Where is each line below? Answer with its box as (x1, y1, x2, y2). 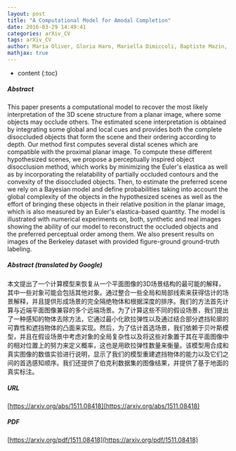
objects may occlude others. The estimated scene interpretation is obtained (7, 117, 227, 126)
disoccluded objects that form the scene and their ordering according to (7, 132, 216, 141)
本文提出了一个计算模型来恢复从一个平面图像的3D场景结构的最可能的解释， (7, 279, 225, 288)
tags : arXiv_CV (7, 37, 52, 44)
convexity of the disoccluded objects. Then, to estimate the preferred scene (7, 177, 228, 186)
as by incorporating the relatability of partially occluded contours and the (7, 170, 219, 178)
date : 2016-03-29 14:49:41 (7, 23, 86, 30)
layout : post (7, 10, 46, 18)
